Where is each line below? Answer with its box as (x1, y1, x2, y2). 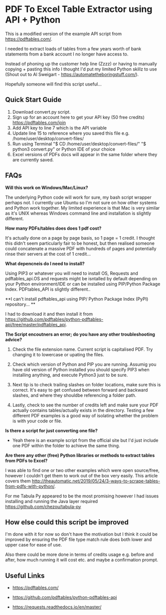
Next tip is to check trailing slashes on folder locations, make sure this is (12, 381, 161, 387)
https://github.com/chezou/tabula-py (5, 503, 81, 509)
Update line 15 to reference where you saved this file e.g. (12, 130, 130, 136)
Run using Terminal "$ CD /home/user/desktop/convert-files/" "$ (12, 141, 146, 147)
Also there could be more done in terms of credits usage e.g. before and (5, 551, 154, 557)
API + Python (5, 14, 61, 26)
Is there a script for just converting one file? (5, 427, 98, 433)
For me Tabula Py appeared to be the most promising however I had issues (5, 493, 159, 499)
